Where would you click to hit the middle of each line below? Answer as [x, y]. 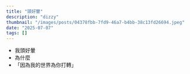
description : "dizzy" [33, 17]
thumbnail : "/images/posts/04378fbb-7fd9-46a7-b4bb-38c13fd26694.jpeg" [95, 22]
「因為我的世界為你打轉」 [45, 65]
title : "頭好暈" [25, 11]
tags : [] [17, 33]
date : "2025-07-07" [30, 28]
